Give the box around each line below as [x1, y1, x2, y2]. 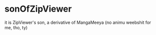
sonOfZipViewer [4, 3, 72, 15]
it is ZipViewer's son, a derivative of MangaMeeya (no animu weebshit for [4, 19, 151, 25]
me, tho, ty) [4, 24, 28, 30]
